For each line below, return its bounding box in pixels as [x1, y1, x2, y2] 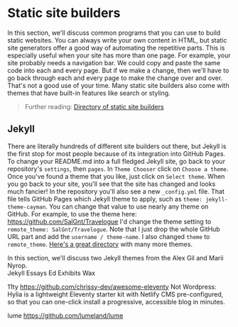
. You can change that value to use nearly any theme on [45, 202, 209, 211]
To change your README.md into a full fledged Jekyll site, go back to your [7, 157, 226, 165]
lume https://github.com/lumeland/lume [7, 311, 124, 320]
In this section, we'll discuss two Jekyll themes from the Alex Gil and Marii [7, 253, 224, 262]
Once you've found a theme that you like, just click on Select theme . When [7, 172, 225, 180]
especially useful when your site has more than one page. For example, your [7, 51, 231, 60]
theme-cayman [7, 204, 46, 211]
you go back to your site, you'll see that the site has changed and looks [7, 179, 216, 188]
